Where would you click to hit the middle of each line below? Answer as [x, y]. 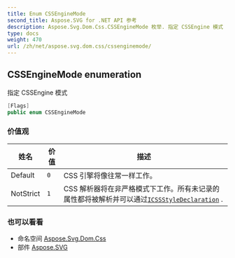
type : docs [23, 33]
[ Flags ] [19, 106]
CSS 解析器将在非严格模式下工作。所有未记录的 [142, 189]
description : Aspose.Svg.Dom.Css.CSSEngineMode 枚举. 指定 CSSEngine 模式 [115, 27]
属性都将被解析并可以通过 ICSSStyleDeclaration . [143, 199]
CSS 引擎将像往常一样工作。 [110, 175]
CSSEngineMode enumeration [74, 75]
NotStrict [26, 193]
